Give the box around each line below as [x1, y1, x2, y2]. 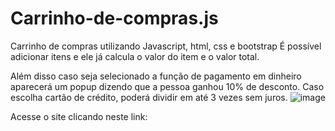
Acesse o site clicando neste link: [10, 110, 148, 122]
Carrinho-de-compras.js [10, 7, 219, 30]
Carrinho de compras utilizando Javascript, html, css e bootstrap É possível [10, 40, 322, 52]
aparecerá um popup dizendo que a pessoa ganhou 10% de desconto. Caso [10, 80, 325, 92]
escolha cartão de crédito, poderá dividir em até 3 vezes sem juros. [10, 91, 288, 103]
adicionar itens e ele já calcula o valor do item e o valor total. [10, 50, 260, 62]
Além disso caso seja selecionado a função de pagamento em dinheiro [10, 70, 302, 82]
